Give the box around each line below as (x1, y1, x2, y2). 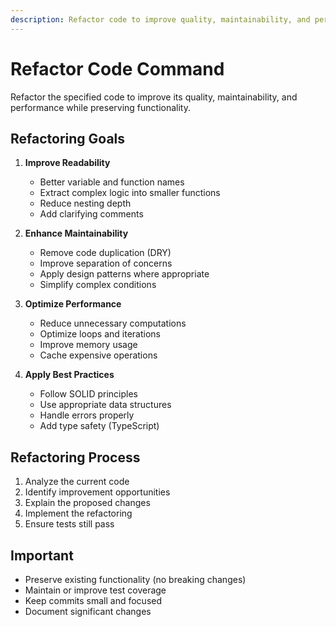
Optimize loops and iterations (39, 328, 161, 340)
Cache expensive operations (39, 349, 158, 361)
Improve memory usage (39, 339, 138, 351)
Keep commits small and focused (24, 595, 163, 606)
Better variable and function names (39, 176, 185, 188)
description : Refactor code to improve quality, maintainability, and (10, 14, 311, 25)
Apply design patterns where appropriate (39, 268, 210, 280)
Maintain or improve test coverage (24, 584, 167, 596)
